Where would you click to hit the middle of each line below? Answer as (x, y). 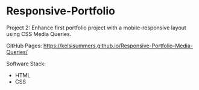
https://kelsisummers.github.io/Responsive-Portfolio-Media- (118, 46)
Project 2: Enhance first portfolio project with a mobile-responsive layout (96, 28)
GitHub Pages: (24, 46)
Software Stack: (26, 64)
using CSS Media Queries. (39, 34)
